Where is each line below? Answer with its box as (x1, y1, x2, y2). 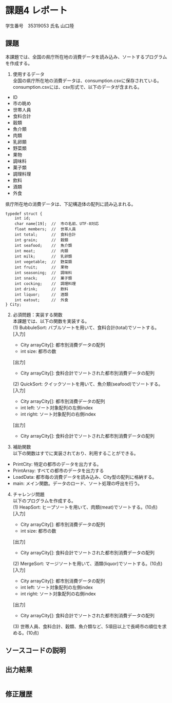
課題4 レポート (5, 5, 68, 16)
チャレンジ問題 (12, 491, 45, 497)
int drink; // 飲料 (14, 286, 68, 291)
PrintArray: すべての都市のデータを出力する (12, 467, 104, 474)
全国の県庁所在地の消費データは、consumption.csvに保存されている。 (12, 77, 162, 84)
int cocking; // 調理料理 (14, 281, 76, 286)
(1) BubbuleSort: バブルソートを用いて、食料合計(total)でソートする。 (12, 324, 160, 330)
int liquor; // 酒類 (14, 292, 68, 297)
